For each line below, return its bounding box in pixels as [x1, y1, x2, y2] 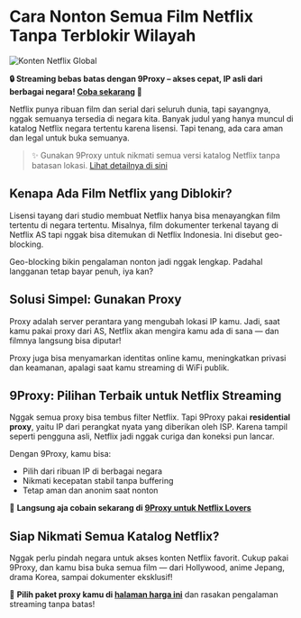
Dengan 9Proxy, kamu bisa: [9, 449, 112, 459]
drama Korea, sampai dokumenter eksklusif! [9, 572, 173, 583]
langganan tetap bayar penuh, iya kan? [9, 266, 154, 277]
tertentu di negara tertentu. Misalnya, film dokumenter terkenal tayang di [9, 219, 279, 231]
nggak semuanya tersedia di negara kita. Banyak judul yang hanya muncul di [9, 113, 294, 123]
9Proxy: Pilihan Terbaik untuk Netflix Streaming [9, 387, 282, 403]
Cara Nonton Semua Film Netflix [9, 6, 254, 27]
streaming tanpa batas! [9, 599, 96, 610]
